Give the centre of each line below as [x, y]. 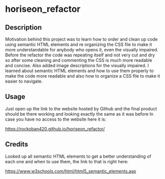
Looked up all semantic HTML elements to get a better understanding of [78, 156]
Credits [17, 144]
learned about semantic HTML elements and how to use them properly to [80, 71]
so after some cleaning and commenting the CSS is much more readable [79, 60]
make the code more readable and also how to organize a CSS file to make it [82, 76]
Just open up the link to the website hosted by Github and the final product [81, 109]
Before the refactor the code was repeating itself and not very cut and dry [80, 55]
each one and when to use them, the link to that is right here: [67, 161]
